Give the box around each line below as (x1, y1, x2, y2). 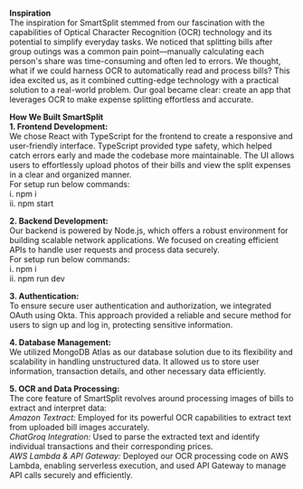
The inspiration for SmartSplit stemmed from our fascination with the (9, 17, 265, 28)
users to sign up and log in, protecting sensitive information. (9, 320, 233, 330)
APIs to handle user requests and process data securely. (9, 244, 220, 255)
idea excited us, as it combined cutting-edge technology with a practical (9, 75, 279, 85)
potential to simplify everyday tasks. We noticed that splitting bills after (9, 36, 273, 47)
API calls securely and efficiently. (9, 470, 133, 480)
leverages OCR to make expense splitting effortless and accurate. (9, 94, 254, 105)
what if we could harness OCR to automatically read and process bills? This (9, 65, 291, 76)
